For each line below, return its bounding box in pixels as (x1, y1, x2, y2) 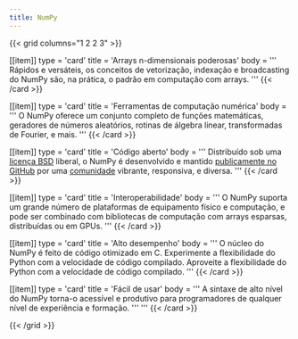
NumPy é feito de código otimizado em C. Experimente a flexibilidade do (9, 247, 276, 258)
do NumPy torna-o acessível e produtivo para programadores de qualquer (9, 293, 283, 303)
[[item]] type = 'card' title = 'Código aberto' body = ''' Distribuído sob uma (9, 146, 282, 157)
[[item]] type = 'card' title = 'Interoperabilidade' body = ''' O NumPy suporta (9, 192, 288, 203)
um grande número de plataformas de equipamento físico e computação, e (9, 202, 286, 212)
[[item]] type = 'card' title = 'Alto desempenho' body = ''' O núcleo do (9, 237, 265, 248)
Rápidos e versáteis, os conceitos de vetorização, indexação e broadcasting (9, 64, 290, 75)
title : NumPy (9, 12, 58, 22)
